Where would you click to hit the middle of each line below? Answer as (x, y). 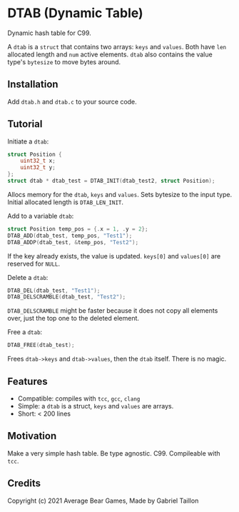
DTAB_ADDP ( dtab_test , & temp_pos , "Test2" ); (73, 242)
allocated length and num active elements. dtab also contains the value (110, 54)
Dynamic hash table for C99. (49, 33)
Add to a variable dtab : (41, 216)
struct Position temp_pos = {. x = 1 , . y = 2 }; (78, 229)
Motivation (32, 436)
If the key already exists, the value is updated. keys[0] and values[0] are (114, 256)
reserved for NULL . (34, 263)
